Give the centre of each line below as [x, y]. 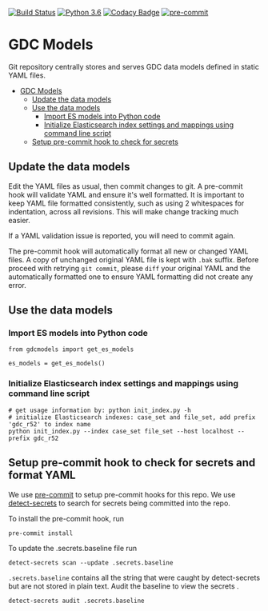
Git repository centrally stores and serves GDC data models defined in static [134, 66]
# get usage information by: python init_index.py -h [100, 410]
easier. [19, 220]
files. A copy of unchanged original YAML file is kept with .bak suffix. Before [134, 259]
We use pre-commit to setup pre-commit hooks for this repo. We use [122, 494]
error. [17, 285]
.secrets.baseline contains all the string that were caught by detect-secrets [134, 577]
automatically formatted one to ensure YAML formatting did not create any [131, 277]
